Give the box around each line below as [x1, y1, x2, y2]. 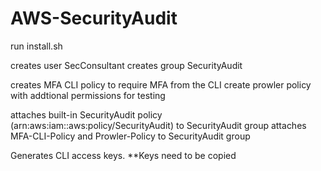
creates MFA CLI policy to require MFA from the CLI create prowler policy [10, 78, 312, 91]
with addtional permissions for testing [10, 89, 166, 101]
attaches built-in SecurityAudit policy [10, 108, 163, 121]
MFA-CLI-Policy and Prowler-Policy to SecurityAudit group [10, 130, 251, 142]
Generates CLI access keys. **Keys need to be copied [10, 149, 237, 161]
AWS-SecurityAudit [10, 7, 178, 30]
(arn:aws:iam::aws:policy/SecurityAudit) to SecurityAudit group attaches [10, 119, 307, 131]
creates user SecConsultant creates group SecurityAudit [10, 59, 243, 71]
